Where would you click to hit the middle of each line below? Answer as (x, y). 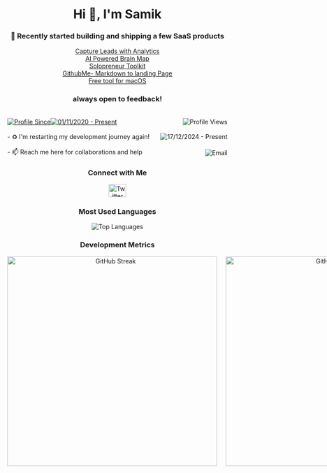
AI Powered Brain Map (117, 59)
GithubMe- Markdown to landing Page (117, 73)
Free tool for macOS (117, 81)
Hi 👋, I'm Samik (117, 14)
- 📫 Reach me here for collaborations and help (75, 152)
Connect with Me (117, 173)
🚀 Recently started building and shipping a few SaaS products (117, 36)
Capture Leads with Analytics (117, 51)
